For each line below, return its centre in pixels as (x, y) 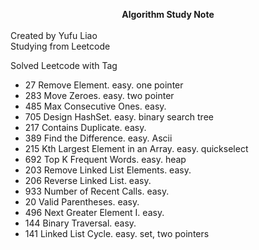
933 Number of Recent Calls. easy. (97, 191)
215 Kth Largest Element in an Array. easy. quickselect (136, 148)
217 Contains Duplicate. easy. (85, 127)
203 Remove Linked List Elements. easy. (108, 170)
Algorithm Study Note (168, 14)
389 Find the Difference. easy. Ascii (98, 138)
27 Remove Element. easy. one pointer (104, 85)
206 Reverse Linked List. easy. (88, 180)
